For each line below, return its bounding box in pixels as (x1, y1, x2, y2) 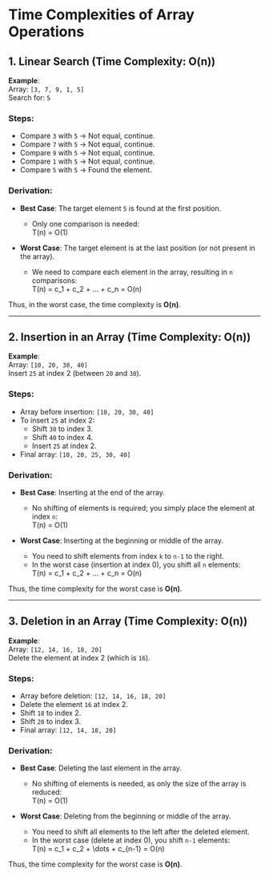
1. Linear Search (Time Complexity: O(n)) (8, 55, 216, 68)
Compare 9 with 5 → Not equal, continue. (19, 148, 155, 158)
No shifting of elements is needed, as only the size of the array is (31, 779, 247, 789)
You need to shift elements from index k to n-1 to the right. (31, 552, 224, 560)
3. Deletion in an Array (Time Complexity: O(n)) (8, 615, 248, 628)
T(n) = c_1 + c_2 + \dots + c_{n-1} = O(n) (31, 844, 166, 854)
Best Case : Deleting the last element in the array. (19, 763, 183, 773)
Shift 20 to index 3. (19, 717, 82, 726)
